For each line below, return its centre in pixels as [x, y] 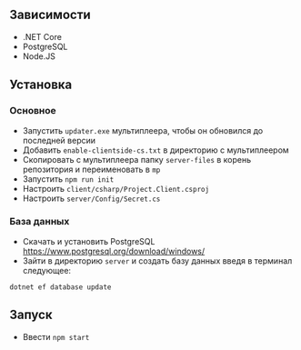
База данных [40, 222]
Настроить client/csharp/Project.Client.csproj [116, 188]
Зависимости [50, 15]
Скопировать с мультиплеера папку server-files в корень [137, 159]
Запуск [31, 315]
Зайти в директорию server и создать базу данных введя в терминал [157, 260]
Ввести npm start [56, 336]
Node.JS [39, 56]
